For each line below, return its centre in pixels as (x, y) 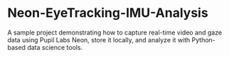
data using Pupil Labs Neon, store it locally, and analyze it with (99, 39)
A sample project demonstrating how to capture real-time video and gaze (115, 32)
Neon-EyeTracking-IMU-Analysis (108, 13)
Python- (203, 39)
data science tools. (55, 47)
